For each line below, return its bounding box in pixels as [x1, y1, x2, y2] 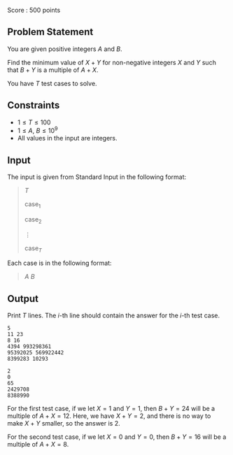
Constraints [7, 99, 60, 111]
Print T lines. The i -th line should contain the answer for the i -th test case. [7, 311, 220, 320]
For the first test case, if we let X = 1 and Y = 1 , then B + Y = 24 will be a [7, 405, 216, 413]
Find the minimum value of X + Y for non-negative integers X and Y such [7, 58, 217, 66]
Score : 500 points [7, 6, 61, 14]
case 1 [24, 200, 41, 210]
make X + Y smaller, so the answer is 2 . [7, 419, 120, 428]
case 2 [24, 215, 42, 225]
